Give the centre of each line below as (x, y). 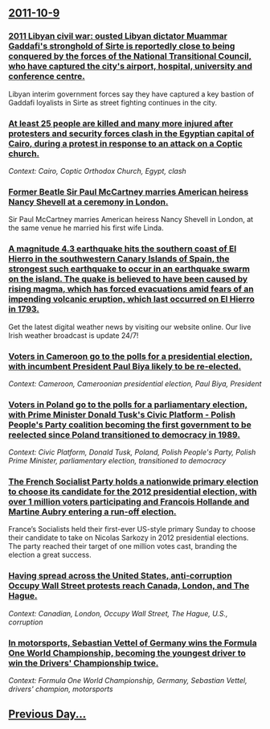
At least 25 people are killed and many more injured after (121, 123)
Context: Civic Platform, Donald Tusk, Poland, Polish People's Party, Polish (132, 452)
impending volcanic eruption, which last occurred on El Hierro (131, 299)
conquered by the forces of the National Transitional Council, (130, 56)
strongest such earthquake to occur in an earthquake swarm (129, 269)
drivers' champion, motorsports (61, 689)
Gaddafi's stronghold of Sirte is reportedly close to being (122, 46)
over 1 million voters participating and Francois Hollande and (129, 502)
